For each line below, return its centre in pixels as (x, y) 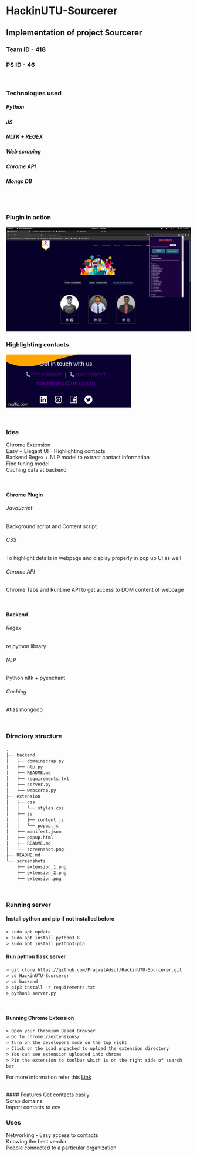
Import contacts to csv (33, 1108)
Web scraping (23, 152)
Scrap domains (24, 1101)
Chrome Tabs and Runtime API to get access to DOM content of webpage (95, 590)
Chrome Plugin (25, 495)
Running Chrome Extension (40, 1018)
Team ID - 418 (26, 49)
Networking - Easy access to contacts (52, 1135)
